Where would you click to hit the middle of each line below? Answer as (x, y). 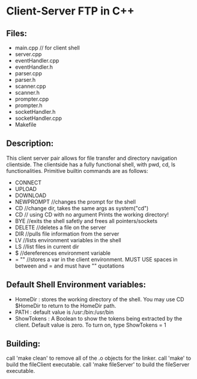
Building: (23, 344)
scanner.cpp (30, 86)
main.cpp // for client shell (47, 48)
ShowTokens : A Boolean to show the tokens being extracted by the (98, 318)
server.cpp (28, 54)
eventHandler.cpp (37, 61)
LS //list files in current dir (47, 246)
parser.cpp (28, 73)
